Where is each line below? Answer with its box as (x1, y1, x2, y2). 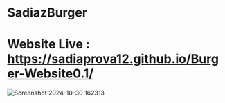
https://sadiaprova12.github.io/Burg (7, 51, 219, 67)
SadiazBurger (7, 5, 88, 21)
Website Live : (7, 37, 90, 53)
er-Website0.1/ (7, 66, 94, 82)
